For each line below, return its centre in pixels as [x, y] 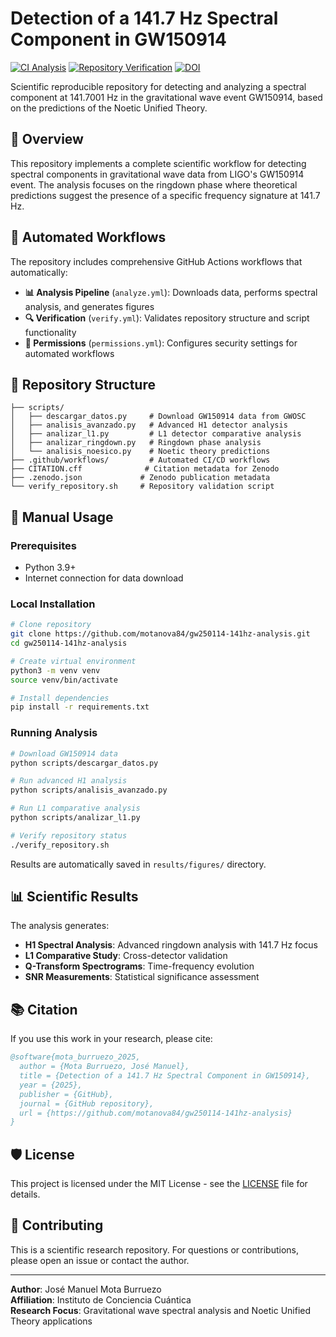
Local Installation [53, 604]
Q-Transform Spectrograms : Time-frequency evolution [139, 966]
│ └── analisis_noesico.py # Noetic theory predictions [140, 452]
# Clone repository [51, 625]
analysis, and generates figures [89, 306]
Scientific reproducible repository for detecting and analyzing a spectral [158, 86]
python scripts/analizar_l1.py [75, 818]
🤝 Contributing [57, 1225]
